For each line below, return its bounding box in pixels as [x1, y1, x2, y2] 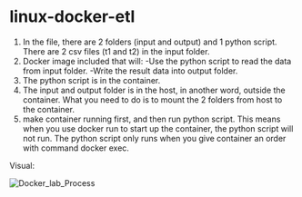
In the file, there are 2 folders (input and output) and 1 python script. [22, 36, 277, 47]
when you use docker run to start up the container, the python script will [22, 123, 294, 133]
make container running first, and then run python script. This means [22, 113, 281, 124]
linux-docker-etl [9, 6, 136, 27]
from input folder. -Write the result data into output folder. [22, 65, 238, 76]
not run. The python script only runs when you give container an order [22, 133, 287, 143]
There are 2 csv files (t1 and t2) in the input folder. [22, 45, 210, 56]
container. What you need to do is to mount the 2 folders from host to [22, 94, 283, 105]
